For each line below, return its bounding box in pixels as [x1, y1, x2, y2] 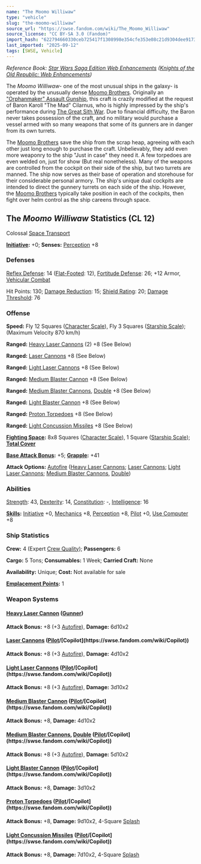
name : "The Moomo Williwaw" [6, 8, 77, 15]
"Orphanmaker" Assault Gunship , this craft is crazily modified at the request [6, 95, 193, 102]
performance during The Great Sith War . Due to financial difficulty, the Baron [6, 107, 195, 115]
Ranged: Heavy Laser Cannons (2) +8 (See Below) [6, 340, 132, 348]
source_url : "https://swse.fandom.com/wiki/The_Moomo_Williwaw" [6, 25, 170, 32]
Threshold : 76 [6, 294, 41, 301]
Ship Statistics [6, 531, 50, 540]
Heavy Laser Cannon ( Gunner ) [6, 610, 84, 617]
